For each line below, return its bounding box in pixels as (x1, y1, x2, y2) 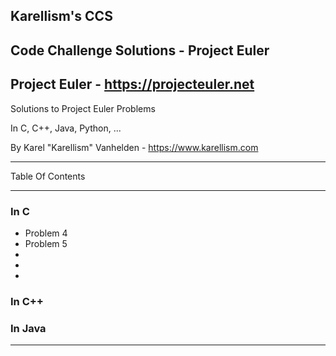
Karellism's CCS (10, 8, 113, 25)
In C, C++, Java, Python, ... (10, 122, 122, 134)
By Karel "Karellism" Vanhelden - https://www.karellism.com (10, 141, 259, 153)
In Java (10, 321, 47, 335)
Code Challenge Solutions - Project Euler (10, 42, 270, 59)
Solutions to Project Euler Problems (10, 102, 156, 114)
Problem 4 (24, 227, 68, 239)
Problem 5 (24, 237, 68, 249)
